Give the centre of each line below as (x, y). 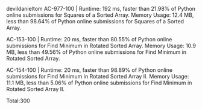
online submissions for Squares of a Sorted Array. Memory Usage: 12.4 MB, (100, 15)
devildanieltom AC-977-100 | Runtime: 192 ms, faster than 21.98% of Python (101, 9)
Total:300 (18, 101)
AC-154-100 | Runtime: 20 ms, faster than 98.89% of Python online (90, 70)
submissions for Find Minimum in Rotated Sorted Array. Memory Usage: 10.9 (101, 46)
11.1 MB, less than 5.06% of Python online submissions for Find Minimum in (99, 83)
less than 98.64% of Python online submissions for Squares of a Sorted (95, 21)
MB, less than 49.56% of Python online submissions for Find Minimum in (96, 52)
